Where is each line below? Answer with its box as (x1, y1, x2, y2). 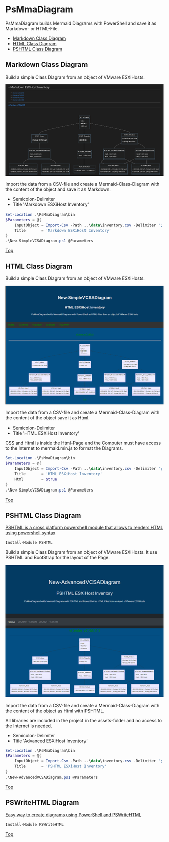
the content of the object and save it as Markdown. (5, 186, 111, 192)
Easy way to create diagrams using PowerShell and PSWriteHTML (5, 812, 142, 818)
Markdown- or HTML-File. (5, 25, 59, 31)
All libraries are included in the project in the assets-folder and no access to (5, 717, 162, 723)
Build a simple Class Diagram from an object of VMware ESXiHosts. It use (5, 549, 157, 555)
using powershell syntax (5, 530, 56, 536)
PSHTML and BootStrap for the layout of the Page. (5, 555, 110, 561)
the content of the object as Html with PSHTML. (5, 708, 105, 714)
